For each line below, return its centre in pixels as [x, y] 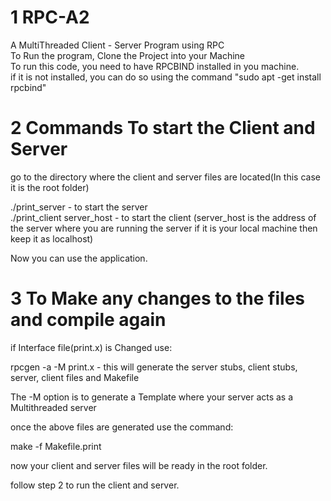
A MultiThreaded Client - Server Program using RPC [117, 45]
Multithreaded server [53, 407]
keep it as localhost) [52, 238]
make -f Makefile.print [56, 446]
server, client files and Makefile [75, 377]
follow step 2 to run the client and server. [95, 485]
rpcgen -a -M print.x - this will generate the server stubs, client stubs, [154, 367]
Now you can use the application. [79, 258]
